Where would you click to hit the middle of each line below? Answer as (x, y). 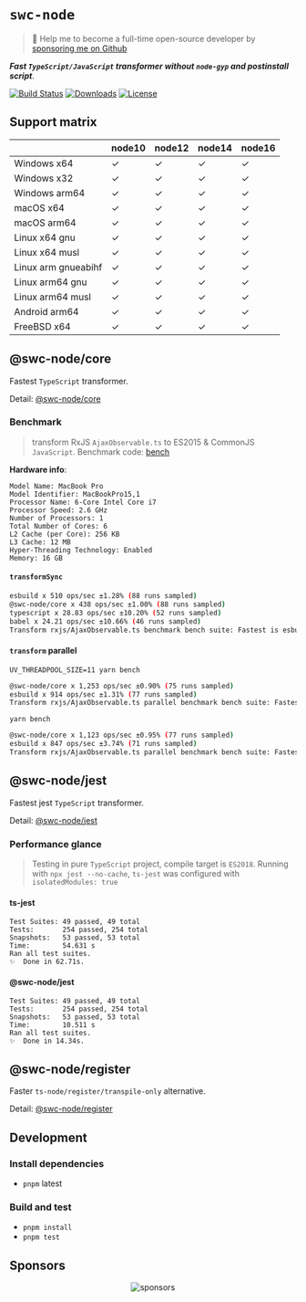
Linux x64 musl (47, 252)
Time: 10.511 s (52, 1025)
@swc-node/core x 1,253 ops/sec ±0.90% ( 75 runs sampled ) (122, 686)
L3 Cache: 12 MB (40, 542)
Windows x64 (44, 163)
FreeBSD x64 (42, 326)
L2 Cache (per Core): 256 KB (65, 534)
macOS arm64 (45, 223)
